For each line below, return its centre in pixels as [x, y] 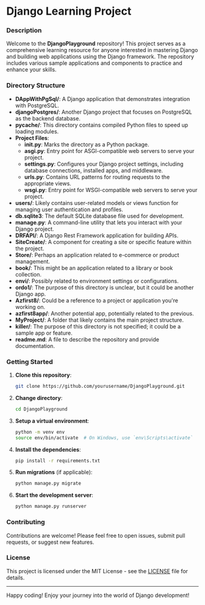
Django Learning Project [69, 11]
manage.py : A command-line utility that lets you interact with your [99, 222]
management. [33, 261]
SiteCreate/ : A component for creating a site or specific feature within [103, 242]
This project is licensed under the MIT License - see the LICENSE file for [97, 571]
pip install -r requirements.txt [58, 461]
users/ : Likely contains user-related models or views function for [97, 202]
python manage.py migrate [48, 484]
